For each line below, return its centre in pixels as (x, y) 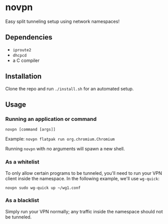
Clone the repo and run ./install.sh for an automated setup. (69, 88)
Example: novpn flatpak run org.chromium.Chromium (60, 139)
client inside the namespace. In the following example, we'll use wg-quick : (82, 178)
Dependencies (29, 37)
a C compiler (26, 60)
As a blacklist (22, 201)
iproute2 (22, 50)
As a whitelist (22, 162)
